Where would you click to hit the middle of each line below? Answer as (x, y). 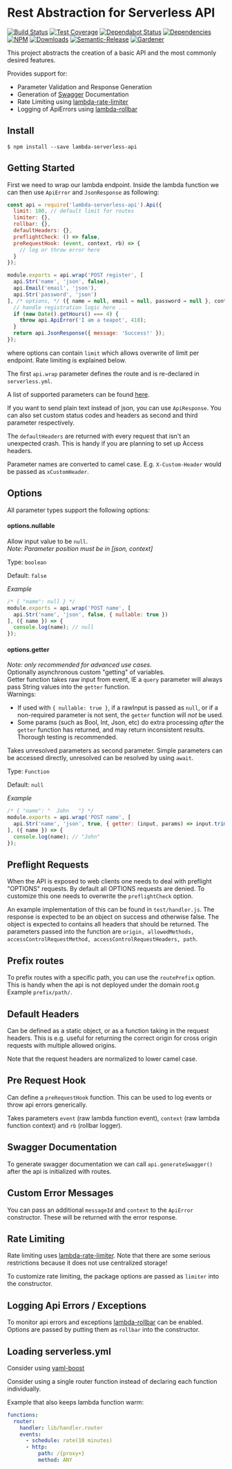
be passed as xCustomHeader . (48, 471)
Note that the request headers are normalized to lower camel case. (103, 1059)
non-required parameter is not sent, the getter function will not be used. (120, 715)
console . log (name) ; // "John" (57, 836)
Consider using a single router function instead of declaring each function (112, 1381)
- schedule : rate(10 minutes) (69, 1441)
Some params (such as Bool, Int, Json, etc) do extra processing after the (120, 723)
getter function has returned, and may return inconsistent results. (111, 730)
